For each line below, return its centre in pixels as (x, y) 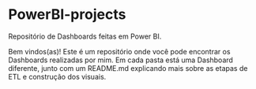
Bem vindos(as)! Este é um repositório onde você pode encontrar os (119, 51)
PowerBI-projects (67, 15)
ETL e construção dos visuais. (57, 76)
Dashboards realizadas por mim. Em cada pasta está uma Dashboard (120, 60)
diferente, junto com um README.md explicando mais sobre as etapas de (128, 68)
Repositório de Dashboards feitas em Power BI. (85, 36)
